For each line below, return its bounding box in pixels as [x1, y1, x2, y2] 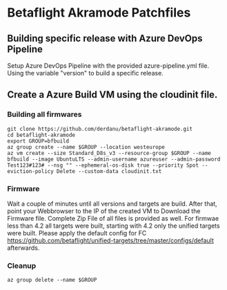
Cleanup [7, 261, 37, 271]
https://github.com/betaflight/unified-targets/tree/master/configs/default [7, 236, 214, 244]
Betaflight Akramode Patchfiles [7, 5, 191, 21]
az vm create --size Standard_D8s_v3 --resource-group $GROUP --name [7, 149, 212, 156]
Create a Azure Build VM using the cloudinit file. [7, 89, 218, 101]
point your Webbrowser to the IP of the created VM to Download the [7, 206, 201, 215]
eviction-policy [7, 167, 54, 174]
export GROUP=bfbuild [7, 137, 70, 145]
